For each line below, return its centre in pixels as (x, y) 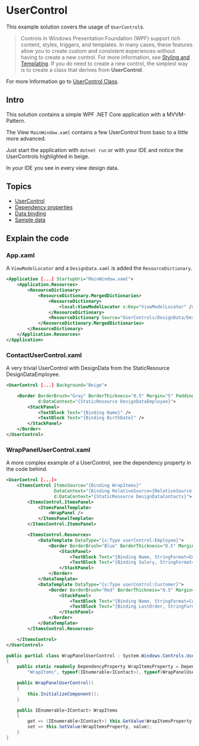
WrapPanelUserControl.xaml (48, 450)
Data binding (30, 213)
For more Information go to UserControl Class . (62, 81)
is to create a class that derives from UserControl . (82, 69)
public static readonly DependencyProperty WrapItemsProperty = (98, 667)
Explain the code (38, 238)
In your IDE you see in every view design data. (62, 167)
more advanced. (26, 138)
